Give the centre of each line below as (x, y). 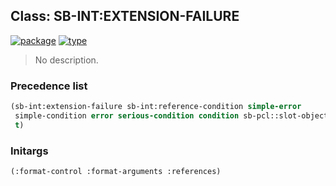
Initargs (29, 151)
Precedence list (49, 86)
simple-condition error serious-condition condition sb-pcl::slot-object (171, 115)
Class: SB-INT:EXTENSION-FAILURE (125, 16)
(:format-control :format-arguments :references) (116, 172)
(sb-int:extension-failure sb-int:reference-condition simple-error (156, 107)
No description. (66, 60)
